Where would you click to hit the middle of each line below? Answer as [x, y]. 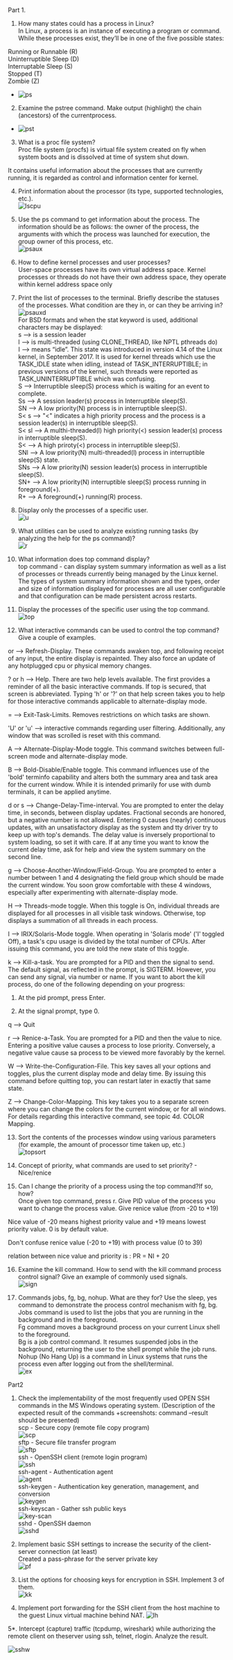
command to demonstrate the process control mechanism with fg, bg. [118, 1305]
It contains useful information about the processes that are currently [105, 170]
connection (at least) [68, 1551]
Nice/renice [34, 1173]
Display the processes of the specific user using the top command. [114, 609]
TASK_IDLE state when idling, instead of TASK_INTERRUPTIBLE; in [113, 364]
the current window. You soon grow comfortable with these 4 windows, [110, 885]
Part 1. [17, 10]
